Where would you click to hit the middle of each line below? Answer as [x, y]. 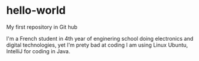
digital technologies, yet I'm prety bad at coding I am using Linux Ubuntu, [97, 45]
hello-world [36, 10]
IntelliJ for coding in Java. [38, 51]
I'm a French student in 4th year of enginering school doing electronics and [100, 38]
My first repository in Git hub [42, 27]
